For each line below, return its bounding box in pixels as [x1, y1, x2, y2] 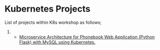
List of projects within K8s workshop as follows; [4, 19, 102, 25]
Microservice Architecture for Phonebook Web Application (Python [19, 34, 155, 40]
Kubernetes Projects [4, 3, 91, 15]
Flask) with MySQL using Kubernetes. [19, 39, 96, 45]
